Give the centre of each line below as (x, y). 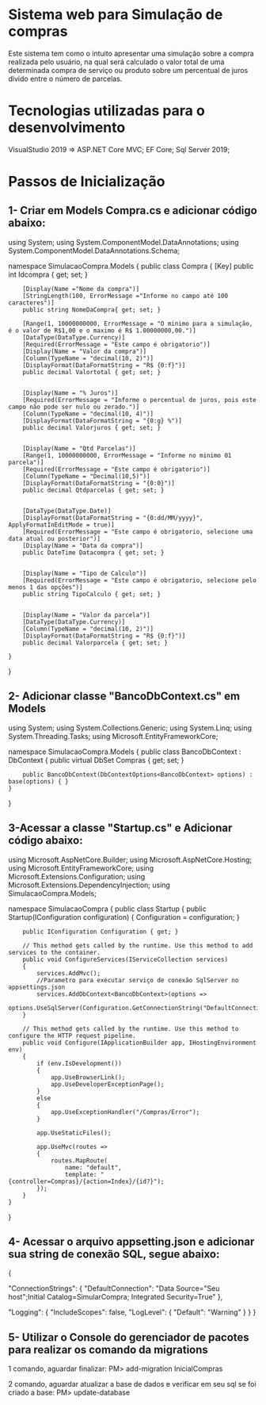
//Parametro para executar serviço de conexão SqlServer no (138, 980)
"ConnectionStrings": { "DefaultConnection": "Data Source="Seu (114, 1288)
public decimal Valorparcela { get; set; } (95, 643)
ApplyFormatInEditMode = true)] (61, 525)
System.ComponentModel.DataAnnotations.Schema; (94, 251)
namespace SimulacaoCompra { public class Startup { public (108, 909)
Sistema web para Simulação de (116, 15)
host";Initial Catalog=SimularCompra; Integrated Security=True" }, (116, 1297)
